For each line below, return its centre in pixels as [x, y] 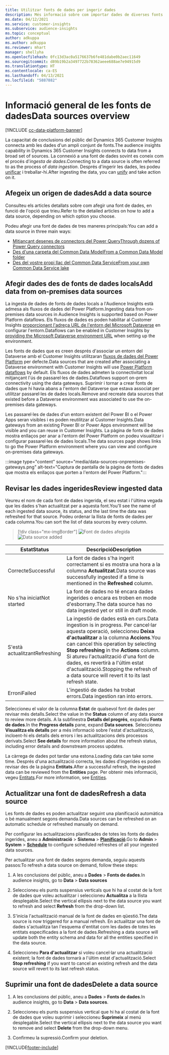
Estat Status [35, 550]
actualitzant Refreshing [34, 653]
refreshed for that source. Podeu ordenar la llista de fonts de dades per [79, 517]
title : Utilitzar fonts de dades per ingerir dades [60, 10]
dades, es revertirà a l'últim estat [105, 663]
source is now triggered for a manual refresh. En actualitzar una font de [87, 921]
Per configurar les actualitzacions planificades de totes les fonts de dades [82, 834]
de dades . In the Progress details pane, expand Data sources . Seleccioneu [83, 725]
